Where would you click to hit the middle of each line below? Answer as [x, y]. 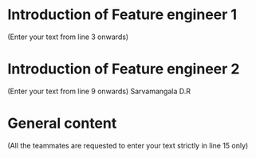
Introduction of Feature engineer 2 [124, 69]
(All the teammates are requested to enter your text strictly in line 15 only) [128, 145]
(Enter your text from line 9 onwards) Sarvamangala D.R [99, 91]
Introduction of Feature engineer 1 [122, 15]
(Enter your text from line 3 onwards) [68, 37]
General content [62, 123]
